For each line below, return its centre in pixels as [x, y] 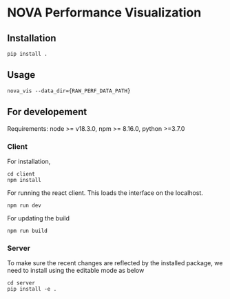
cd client [21, 174]
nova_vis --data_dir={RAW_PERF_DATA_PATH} [69, 91]
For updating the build [39, 218]
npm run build [28, 231]
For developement [47, 112]
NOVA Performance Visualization [104, 13]
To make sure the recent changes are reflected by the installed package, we [115, 263]
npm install [24, 180]
